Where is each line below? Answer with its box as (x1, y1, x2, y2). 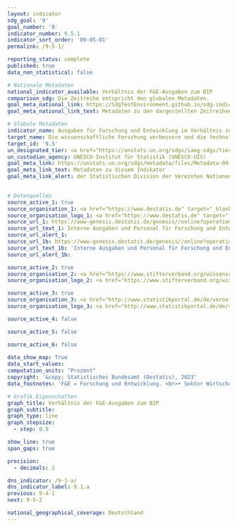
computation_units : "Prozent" (7, 367, 97, 374)
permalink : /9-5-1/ (7, 43, 65, 50)
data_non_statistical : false (7, 68, 93, 76)
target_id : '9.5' (7, 140, 59, 147)
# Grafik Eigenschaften (7, 392, 78, 400)
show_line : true (7, 438, 55, 445)
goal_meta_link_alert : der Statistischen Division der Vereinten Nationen (7, 173, 232, 180)
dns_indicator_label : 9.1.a (7, 483, 90, 490)
